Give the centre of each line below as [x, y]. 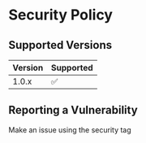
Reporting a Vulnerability [73, 110]
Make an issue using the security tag [70, 130]
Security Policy [61, 15]
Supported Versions [60, 45]
